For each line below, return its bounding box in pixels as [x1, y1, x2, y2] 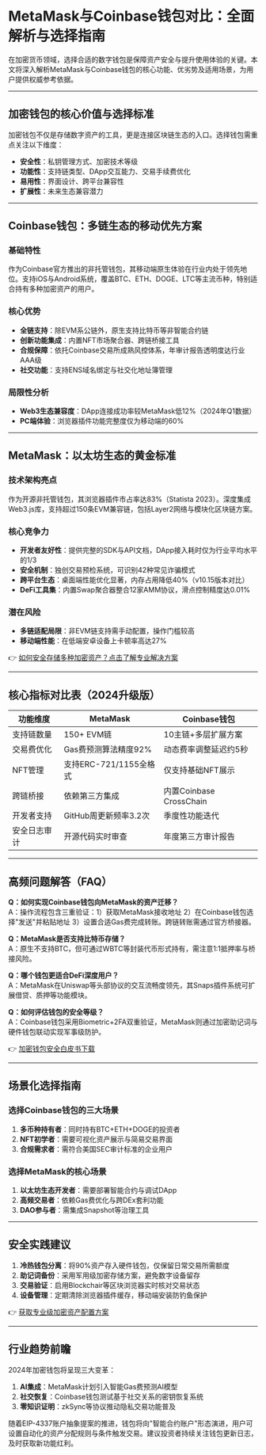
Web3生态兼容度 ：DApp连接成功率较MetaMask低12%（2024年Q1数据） [19, 406, 256, 416]
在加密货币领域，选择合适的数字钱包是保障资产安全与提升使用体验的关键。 [8, 55, 251, 64]
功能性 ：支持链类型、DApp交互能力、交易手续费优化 [19, 166, 192, 176]
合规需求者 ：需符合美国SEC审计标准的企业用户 [19, 1144, 173, 1153]
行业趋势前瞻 [8, 1343, 71, 1356]
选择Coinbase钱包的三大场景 [8, 1105, 119, 1116]
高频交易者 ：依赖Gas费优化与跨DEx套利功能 [19, 1195, 164, 1205]
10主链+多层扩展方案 [163, 729, 243, 741]
